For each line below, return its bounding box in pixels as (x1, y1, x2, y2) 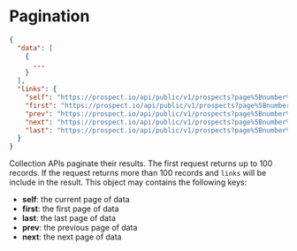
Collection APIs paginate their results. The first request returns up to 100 (9, 158, 273, 169)
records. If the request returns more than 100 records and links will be (9, 168, 267, 179)
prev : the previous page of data (21, 223, 138, 233)
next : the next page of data (21, 232, 122, 242)
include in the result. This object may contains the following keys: (9, 177, 247, 187)
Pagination (9, 6, 90, 27)
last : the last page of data (21, 213, 117, 224)
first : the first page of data (21, 203, 119, 214)
